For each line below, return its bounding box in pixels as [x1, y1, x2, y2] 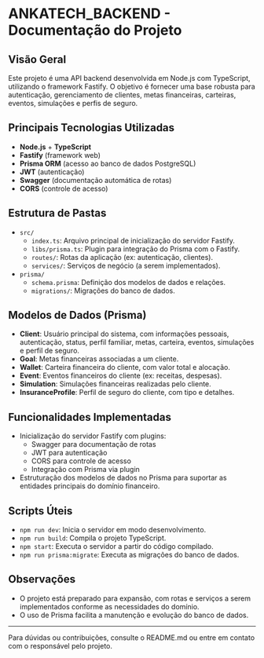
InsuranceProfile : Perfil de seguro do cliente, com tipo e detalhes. [19, 388, 235, 397]
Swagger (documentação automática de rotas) [19, 175, 172, 185]
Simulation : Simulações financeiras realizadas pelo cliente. [19, 379, 212, 389]
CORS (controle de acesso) [19, 184, 108, 193]
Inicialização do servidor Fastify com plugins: [19, 431, 167, 440]
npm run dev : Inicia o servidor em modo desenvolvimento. [19, 525, 207, 535]
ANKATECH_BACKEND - [8, 5, 171, 23]
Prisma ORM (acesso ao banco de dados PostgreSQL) [19, 159, 196, 168]
